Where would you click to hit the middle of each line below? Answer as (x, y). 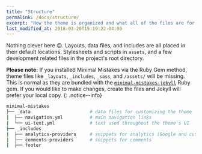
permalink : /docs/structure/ (43, 17)
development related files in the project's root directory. (75, 58)
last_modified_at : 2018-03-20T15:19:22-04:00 (64, 28)
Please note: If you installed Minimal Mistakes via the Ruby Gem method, (97, 70)
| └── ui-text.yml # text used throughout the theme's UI (98, 123)
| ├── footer (24, 145)
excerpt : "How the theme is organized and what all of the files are (95, 23)
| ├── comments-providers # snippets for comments (79, 140)
